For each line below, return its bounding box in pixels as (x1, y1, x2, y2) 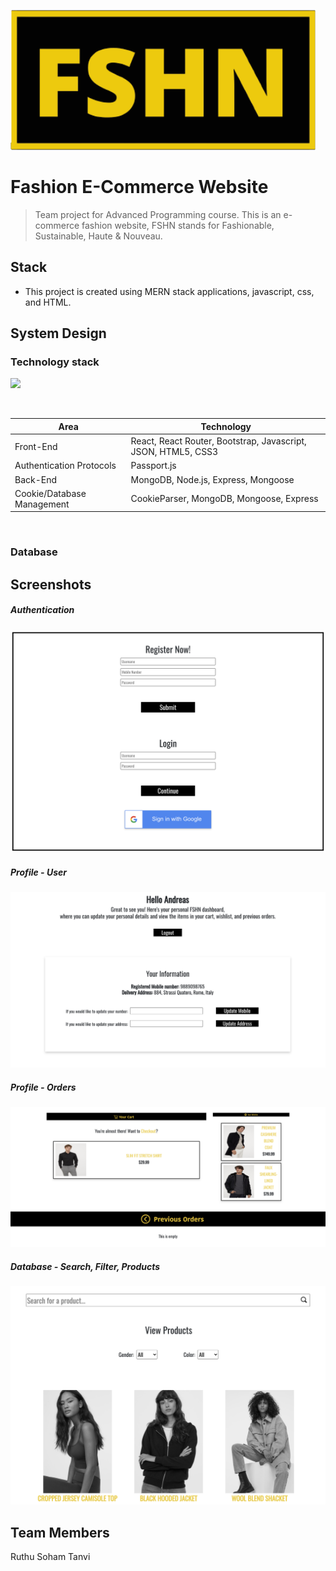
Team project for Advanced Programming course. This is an (34, 208, 282, 220)
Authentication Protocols (14, 460, 117, 472)
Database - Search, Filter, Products (10, 1261, 161, 1273)
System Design (10, 325, 107, 342)
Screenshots (10, 576, 92, 593)
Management (14, 498, 70, 510)
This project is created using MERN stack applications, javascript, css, (24, 285, 315, 297)
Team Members (10, 1524, 110, 1541)
